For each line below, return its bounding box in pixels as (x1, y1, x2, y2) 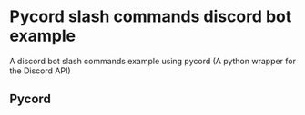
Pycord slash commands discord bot (9, 6, 292, 27)
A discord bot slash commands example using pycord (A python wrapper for (9, 55, 297, 66)
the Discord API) (9, 65, 71, 76)
